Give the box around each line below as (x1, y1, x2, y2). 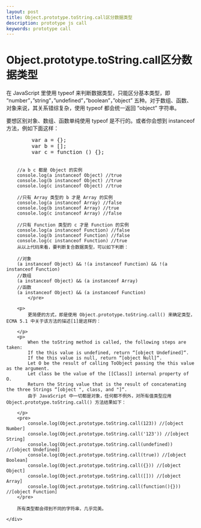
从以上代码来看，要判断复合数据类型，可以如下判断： (17, 244, 129, 250)
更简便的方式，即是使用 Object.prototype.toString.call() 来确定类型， (28, 312, 195, 318)
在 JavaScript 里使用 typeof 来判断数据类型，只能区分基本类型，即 (6, 90, 171, 97)
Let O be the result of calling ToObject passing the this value (28, 360, 195, 367)
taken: (6, 345, 23, 351)
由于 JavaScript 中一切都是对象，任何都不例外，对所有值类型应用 (28, 393, 172, 399)
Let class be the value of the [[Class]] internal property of (28, 371, 189, 377)
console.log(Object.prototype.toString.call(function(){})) (28, 483, 181, 490)
